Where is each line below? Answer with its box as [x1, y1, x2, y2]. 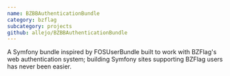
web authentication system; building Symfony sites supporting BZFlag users [7, 55, 223, 64]
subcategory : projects [7, 23, 72, 29]
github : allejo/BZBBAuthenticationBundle [7, 29, 128, 36]
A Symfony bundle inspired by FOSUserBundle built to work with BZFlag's [7, 48, 217, 56]
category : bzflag [7, 16, 57, 23]
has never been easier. [7, 62, 72, 71]
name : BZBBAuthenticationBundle [7, 10, 100, 17]
